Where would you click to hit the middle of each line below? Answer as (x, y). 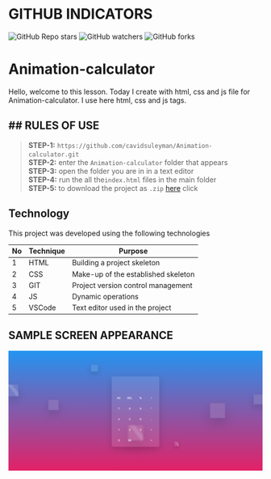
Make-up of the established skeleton (133, 274)
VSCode (42, 307)
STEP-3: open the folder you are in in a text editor (111, 171)
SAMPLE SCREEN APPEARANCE (91, 335)
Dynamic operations (106, 297)
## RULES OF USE (54, 126)
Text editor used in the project (122, 307)
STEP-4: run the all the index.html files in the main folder (122, 180)
